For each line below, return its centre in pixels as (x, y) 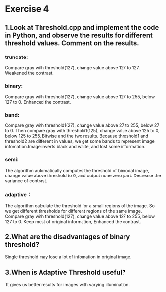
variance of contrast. (26, 181)
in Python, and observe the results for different (79, 35)
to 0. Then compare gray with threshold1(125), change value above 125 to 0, (82, 131)
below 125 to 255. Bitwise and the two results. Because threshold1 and (77, 136)
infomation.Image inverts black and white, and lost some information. (75, 147)
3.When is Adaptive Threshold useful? (65, 272)
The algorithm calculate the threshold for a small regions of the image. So (80, 206)
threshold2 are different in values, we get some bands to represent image (80, 141)
